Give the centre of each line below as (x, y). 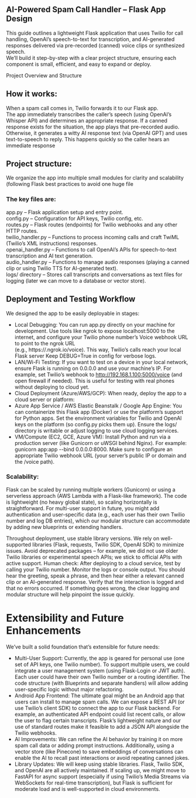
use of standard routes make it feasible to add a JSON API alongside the (102, 726)
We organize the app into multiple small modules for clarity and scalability (95, 178)
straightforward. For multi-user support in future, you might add (83, 508)
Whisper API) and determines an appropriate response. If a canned (87, 120)
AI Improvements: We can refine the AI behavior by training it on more (99, 739)
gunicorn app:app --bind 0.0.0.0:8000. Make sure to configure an (94, 449)
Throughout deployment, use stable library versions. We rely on (83, 538)
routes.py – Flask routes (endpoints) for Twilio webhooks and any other (92, 225)
